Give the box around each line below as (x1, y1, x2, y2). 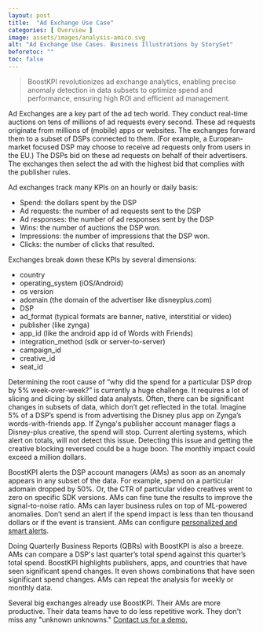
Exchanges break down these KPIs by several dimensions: (8, 255, 197, 264)
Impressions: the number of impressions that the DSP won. (19, 231, 210, 241)
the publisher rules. (8, 167, 71, 177)
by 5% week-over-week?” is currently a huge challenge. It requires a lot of (8, 385, 249, 395)
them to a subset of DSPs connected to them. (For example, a (8, 134, 208, 143)
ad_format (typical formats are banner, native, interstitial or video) (19, 311, 232, 321)
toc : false (8, 56, 44, 64)
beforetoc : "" (8, 48, 55, 56)
